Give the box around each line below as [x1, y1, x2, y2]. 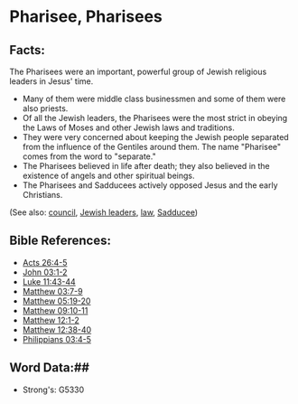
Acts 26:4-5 [22, 257, 68, 268]
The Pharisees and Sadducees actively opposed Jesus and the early [22, 180, 278, 191]
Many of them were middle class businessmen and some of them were [22, 93, 286, 104]
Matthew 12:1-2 [22, 315, 79, 325]
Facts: [9, 42, 45, 58]
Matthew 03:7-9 [22, 286, 83, 296]
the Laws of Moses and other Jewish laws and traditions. [22, 122, 235, 133]
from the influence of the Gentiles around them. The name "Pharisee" [22, 142, 282, 152]
